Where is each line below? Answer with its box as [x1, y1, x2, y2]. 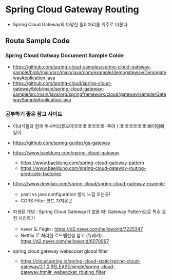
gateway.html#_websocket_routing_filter [20, 269, 106, 275]
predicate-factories [20, 170, 62, 177]
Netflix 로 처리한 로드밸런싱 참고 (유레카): [20, 232, 104, 238]
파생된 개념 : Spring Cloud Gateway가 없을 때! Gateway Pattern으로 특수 [12, 208, 161, 215]
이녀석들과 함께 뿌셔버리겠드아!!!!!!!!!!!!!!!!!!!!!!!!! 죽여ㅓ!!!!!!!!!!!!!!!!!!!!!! [12, 122, 148, 129]
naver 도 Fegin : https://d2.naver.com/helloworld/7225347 [20, 225, 143, 232]
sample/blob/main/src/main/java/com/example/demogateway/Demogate [12, 69, 167, 75]
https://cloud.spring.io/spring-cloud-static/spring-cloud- [20, 258, 141, 264]
